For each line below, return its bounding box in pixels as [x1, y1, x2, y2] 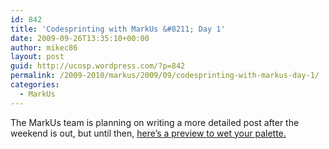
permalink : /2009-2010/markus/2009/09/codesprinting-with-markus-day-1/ [10, 71, 320, 81]
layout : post [10, 52, 65, 62]
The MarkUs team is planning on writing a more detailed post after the [10, 116, 300, 128]
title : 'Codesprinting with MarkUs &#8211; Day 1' [10, 24, 226, 34]
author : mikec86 [10, 42, 78, 53]
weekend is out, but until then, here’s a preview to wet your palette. [10, 127, 287, 139]
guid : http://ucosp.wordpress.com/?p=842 [10, 61, 186, 71]
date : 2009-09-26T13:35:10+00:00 [10, 33, 150, 43]
